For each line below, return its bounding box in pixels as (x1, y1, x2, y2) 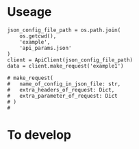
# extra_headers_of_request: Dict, (7, 86, 115, 93)
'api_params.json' (19, 44, 72, 51)
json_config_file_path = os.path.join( (7, 27, 121, 33)
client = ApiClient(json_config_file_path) (7, 56, 134, 64)
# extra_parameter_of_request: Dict (7, 92, 118, 99)
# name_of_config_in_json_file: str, (7, 80, 121, 87)
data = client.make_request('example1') (7, 62, 125, 69)
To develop (7, 127, 72, 143)
